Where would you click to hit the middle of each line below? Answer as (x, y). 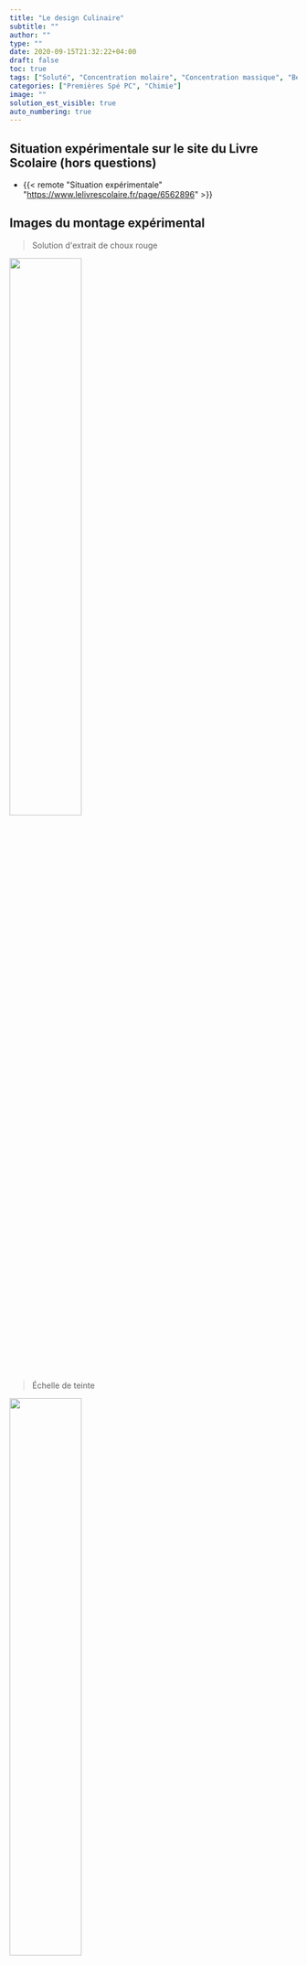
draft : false (34, 60)
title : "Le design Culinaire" (67, 18)
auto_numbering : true (51, 112)
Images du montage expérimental (107, 224)
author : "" (30, 35)
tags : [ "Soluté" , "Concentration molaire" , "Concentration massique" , (147, 78)
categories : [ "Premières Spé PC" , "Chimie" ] (95, 86)
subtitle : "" (34, 27)
